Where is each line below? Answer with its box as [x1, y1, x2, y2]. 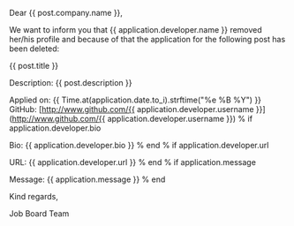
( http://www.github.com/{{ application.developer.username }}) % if [9, 114, 253, 124]
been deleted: [9, 43, 60, 54]
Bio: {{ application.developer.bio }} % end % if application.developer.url [9, 140, 269, 150]
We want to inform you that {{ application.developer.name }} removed [9, 25, 262, 34]
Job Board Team [9, 208, 70, 219]
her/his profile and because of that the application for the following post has [9, 34, 286, 44]
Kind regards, [9, 192, 59, 201]
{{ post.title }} [9, 61, 59, 71]
